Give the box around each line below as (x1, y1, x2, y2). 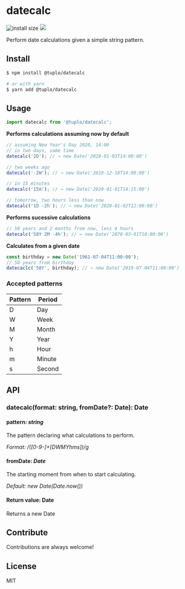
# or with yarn (6, 81, 45, 87)
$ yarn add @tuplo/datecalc (6, 86, 77, 93)
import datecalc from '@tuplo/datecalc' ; (6, 119, 112, 125)
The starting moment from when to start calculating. (6, 471, 136, 478)
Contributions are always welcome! (6, 544, 94, 551)
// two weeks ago (6, 164, 50, 170)
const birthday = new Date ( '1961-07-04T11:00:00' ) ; (6, 254, 139, 260)
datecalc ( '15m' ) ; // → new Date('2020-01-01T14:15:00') (6, 186, 150, 193)
